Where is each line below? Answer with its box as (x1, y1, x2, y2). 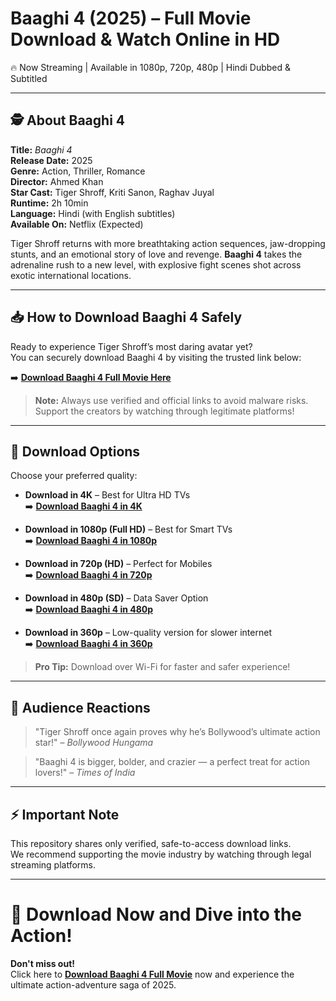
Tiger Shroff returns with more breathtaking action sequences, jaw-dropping (10, 237, 326, 249)
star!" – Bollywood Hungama (34, 737, 154, 749)
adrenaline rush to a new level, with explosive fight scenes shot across (10, 258, 302, 271)
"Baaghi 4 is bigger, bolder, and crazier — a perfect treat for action (34, 756, 311, 768)
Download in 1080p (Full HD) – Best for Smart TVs (24, 523, 233, 536)
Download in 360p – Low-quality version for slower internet (24, 627, 272, 639)
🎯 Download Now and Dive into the (10, 903, 302, 926)
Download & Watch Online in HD (10, 28, 281, 51)
